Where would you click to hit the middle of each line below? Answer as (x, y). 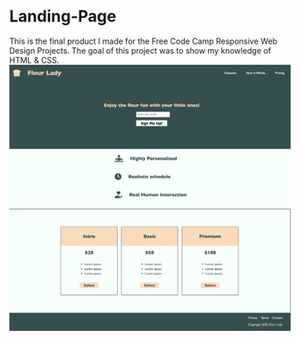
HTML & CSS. (34, 60)
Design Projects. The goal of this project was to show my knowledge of (140, 50)
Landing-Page (63, 17)
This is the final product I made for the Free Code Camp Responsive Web (144, 41)
